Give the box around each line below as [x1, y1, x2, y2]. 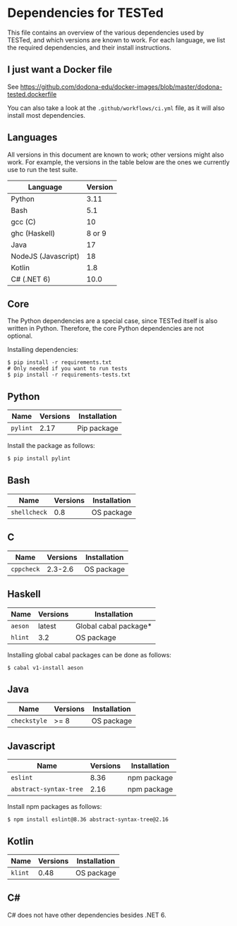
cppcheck [11, 565, 40, 573]
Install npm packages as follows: [7, 803, 102, 811]
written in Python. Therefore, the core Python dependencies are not [7, 324, 205, 333]
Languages [7, 132, 58, 144]
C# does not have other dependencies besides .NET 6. [7, 910, 167, 919]
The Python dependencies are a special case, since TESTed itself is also [7, 317, 218, 325]
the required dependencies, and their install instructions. [7, 43, 171, 51]
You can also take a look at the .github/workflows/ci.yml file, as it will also [7, 104, 225, 112]
